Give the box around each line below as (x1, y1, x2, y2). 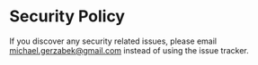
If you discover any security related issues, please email (9, 36, 218, 46)
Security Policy (9, 6, 126, 27)
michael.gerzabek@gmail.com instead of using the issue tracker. (9, 45, 249, 55)
